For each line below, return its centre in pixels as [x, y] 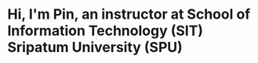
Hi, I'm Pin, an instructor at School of [129, 14]
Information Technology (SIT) [105, 31]
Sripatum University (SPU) [95, 47]
